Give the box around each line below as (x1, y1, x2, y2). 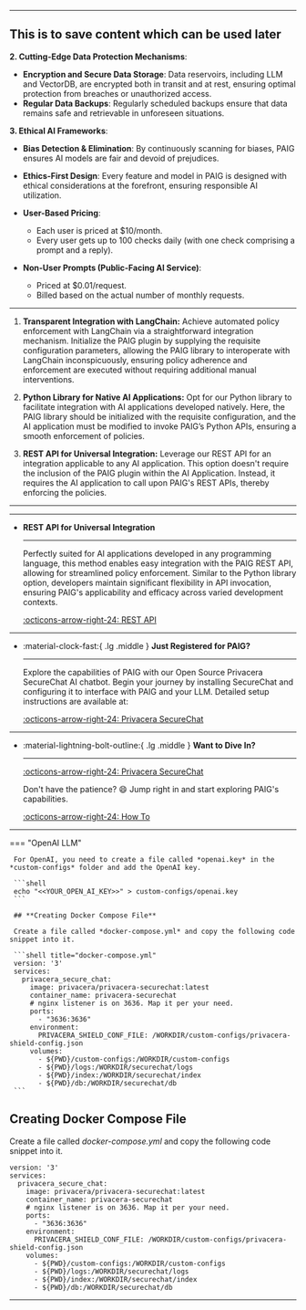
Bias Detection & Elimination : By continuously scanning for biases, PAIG (22, 142, 295, 153)
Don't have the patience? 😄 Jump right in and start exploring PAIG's (22, 783, 280, 794)
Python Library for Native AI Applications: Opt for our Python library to (22, 392, 292, 403)
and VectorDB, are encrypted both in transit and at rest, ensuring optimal (22, 79, 296, 89)
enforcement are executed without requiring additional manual (22, 364, 257, 375)
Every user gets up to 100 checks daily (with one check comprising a (36, 235, 296, 246)
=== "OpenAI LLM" (9, 837, 82, 848)
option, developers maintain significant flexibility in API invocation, (22, 577, 271, 588)
